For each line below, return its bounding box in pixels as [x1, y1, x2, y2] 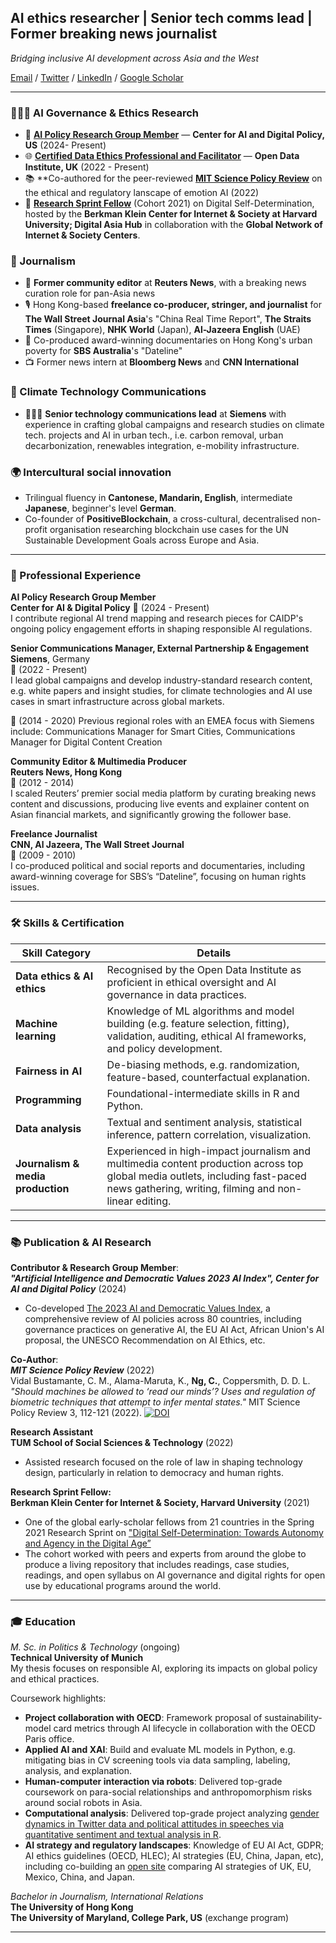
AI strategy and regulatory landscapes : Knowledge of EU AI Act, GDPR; [24, 1839, 324, 1851]
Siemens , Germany [10, 653, 91, 665]
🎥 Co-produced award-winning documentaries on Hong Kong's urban [24, 334, 313, 346]
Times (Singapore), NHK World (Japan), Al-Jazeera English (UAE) [24, 324, 301, 336]
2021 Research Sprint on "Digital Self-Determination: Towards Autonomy [24, 1526, 324, 1538]
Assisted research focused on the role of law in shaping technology [24, 1456, 303, 1468]
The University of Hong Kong [10, 1901, 134, 1913]
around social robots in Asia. [24, 1797, 143, 1809]
